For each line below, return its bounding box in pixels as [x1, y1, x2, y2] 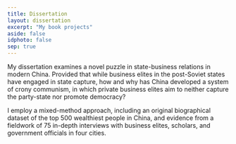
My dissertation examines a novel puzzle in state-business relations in [7, 63, 211, 71]
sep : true [7, 43, 37, 50]
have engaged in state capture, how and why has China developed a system [7, 78, 229, 85]
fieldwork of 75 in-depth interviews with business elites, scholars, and [7, 121, 211, 129]
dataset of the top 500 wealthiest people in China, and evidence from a [7, 114, 214, 122]
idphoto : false [7, 37, 52, 44]
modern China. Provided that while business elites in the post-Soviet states [7, 70, 225, 78]
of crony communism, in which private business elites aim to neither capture [7, 85, 229, 93]
